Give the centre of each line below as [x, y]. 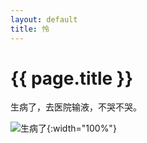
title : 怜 [30, 29]
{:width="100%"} [81, 128]
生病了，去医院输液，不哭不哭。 [76, 107]
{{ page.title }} [72, 78]
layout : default [44, 19]
